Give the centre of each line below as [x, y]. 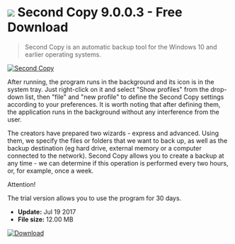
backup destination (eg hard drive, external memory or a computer [104, 148]
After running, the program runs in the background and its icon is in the [111, 81]
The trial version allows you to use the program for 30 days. [94, 198]
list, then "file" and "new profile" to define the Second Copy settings [125, 97]
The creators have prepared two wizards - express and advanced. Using [113, 133]
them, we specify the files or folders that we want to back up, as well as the [117, 140]
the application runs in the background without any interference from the [113, 112]
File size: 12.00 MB [45, 219]
